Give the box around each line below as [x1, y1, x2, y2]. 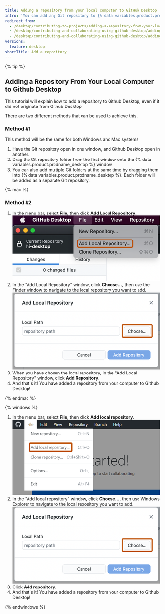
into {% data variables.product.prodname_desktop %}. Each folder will [12, 172, 155, 178]
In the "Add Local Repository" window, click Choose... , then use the [12, 282, 150, 288]
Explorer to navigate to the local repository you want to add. [12, 501, 134, 507]
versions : [5, 39, 26, 44]
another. [12, 151, 29, 157]
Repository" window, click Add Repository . [12, 375, 100, 381]
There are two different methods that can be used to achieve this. [5, 113, 138, 119]
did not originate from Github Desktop [5, 104, 82, 109]
